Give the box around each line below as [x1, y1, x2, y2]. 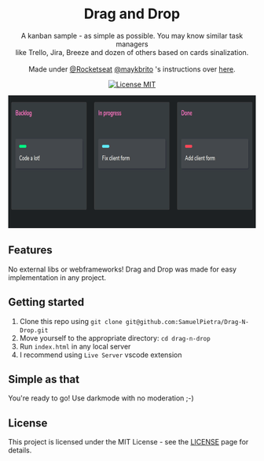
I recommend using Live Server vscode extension [19, 350, 182, 360]
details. [8, 445, 32, 455]
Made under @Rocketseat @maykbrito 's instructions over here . [28, 64, 236, 74]
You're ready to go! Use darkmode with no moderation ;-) [8, 393, 194, 403]
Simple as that [8, 372, 80, 385]
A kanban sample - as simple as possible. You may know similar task [20, 31, 244, 40]
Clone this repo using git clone [19, 316, 123, 326]
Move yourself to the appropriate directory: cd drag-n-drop [19, 333, 211, 342]
